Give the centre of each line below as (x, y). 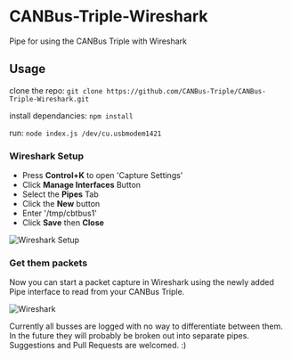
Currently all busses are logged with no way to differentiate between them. (146, 326)
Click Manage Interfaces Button (81, 185)
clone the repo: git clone (56, 90)
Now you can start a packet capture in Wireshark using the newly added (142, 282)
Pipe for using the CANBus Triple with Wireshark (98, 41)
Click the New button (61, 204)
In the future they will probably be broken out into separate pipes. (129, 336)
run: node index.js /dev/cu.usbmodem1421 (85, 133)
